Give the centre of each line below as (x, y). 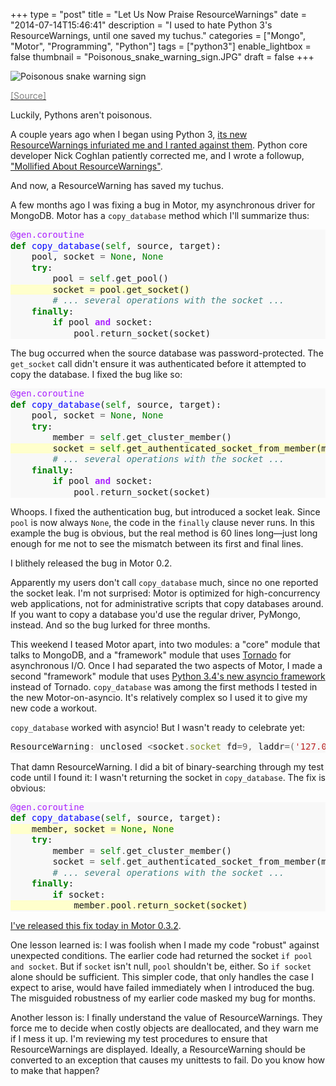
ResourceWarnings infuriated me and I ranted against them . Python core (159, 145)
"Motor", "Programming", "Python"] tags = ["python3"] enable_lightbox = (161, 46)
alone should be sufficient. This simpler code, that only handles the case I (162, 976)
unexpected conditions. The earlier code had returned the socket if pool (161, 955)
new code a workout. (54, 708)
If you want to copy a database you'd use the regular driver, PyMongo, (155, 614)
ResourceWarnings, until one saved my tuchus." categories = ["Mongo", (158, 35)
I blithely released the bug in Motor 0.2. (91, 563)
